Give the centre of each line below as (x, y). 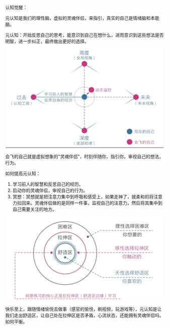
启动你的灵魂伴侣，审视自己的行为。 (50, 190)
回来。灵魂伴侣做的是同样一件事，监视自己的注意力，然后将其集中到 (92, 203)
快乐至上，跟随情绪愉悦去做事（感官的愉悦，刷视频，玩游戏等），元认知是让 (83, 309)
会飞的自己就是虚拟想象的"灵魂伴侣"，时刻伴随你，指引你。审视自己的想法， (84, 157)
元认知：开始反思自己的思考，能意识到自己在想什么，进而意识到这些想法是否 (84, 35)
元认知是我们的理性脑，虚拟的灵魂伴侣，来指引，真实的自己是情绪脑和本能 (82, 18)
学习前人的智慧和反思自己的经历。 (48, 184)
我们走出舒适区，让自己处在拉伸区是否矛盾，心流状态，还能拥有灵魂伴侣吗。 (84, 315)
